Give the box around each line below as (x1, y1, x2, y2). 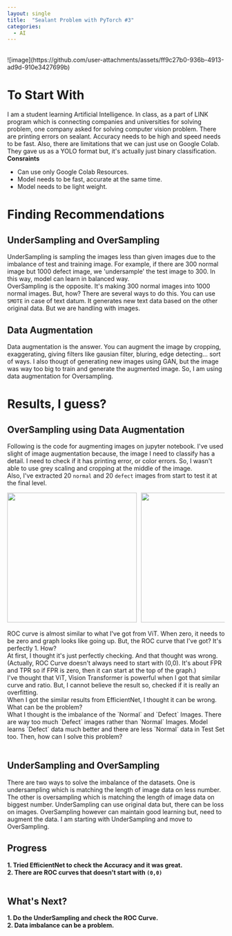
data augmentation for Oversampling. (7, 372, 114, 380)
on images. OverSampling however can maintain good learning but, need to (7, 807, 222, 816)
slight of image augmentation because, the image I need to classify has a (7, 449, 215, 458)
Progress (7, 843, 47, 854)
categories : (7, 23, 41, 30)
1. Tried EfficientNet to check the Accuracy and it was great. (7, 861, 183, 869)
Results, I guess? (7, 396, 107, 412)
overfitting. (7, 688, 39, 696)
